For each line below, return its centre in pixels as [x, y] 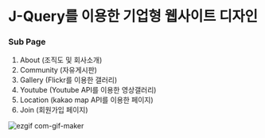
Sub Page [27, 42]
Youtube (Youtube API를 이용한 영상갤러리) [88, 90]
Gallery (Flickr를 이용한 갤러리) [68, 80]
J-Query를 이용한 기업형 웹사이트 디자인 [133, 16]
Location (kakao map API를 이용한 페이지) [86, 100]
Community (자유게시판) [58, 70]
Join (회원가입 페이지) [54, 110]
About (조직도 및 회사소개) [61, 60]
